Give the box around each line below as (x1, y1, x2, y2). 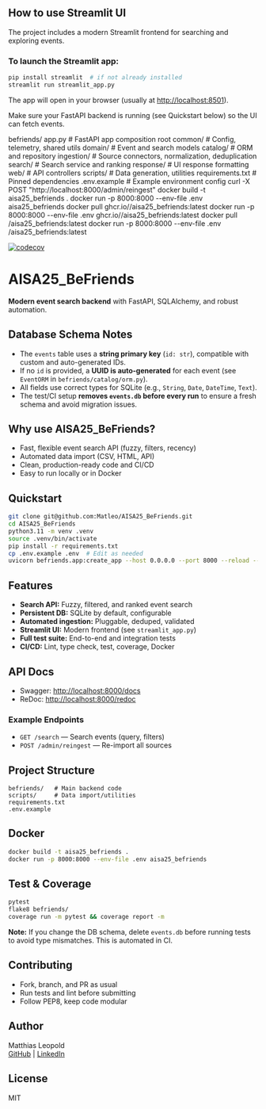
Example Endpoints (8, 713, 85, 725)
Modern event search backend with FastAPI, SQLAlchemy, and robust (8, 296, 239, 306)
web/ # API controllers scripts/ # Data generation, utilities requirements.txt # (8, 168, 257, 178)
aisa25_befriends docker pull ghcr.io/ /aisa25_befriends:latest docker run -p (8, 201, 255, 211)
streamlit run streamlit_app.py (8, 81, 115, 89)
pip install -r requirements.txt (8, 542, 119, 550)
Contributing (8, 958, 73, 972)
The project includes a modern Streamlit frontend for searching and (8, 27, 229, 36)
